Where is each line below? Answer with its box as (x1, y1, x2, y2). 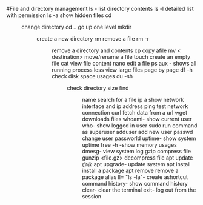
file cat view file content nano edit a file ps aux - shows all (52, 60, 197, 67)
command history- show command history (82, 180, 188, 187)
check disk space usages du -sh (52, 73, 133, 79)
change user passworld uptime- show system (82, 135, 196, 142)
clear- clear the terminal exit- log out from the (82, 186, 196, 193)
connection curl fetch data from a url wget (82, 109, 188, 116)
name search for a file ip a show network (82, 96, 184, 103)
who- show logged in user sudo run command (82, 122, 198, 129)
